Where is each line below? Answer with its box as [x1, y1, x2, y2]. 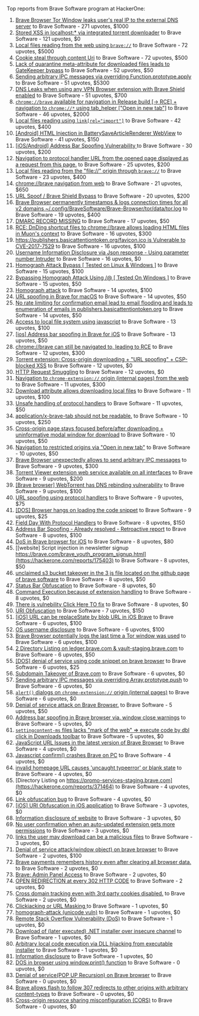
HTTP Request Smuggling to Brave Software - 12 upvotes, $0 [15, 368, 165, 375]
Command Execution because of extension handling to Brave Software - [15, 588, 191, 595]
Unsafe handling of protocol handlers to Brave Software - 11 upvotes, [15, 400, 183, 407]
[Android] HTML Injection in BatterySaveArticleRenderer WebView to [15, 130, 182, 137]
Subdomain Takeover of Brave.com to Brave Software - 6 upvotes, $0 [15, 670, 185, 677]
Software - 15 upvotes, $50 [15, 280, 82, 287]
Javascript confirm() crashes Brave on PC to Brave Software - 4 [15, 752, 171, 759]
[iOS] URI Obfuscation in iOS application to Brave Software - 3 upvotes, [15, 802, 190, 809]
